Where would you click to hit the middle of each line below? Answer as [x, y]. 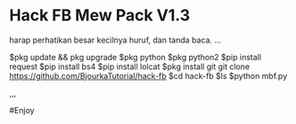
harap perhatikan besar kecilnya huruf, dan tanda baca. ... [115, 40]
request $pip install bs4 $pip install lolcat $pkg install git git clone [130, 66]
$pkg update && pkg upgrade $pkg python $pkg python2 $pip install [135, 57]
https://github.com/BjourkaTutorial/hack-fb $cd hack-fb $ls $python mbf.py [148, 75]
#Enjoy [22, 110]
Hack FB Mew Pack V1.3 [100, 15]
